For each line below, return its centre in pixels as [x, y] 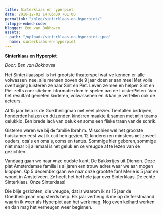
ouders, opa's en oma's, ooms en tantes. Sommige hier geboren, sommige [81, 141]
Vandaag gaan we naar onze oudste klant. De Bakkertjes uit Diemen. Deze [80, 161]
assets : [13, 32]
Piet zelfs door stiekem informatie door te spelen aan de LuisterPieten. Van [81, 90]
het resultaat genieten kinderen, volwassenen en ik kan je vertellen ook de [80, 95]
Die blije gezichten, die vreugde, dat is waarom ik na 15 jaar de [68, 191]
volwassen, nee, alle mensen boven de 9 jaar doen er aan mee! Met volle [79, 80]
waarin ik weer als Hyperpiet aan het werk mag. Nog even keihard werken [80, 202]
